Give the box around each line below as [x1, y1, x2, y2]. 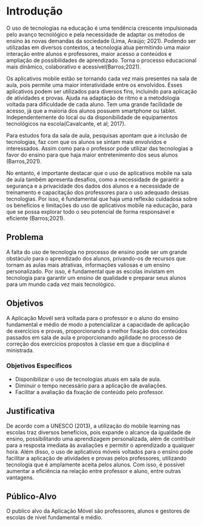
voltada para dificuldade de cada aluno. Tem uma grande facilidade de [6, 100, 183, 108]
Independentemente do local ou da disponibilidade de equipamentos [6, 114, 178, 121]
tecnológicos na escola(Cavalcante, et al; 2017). [6, 120, 126, 127]
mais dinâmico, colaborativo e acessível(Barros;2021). [6, 63, 141, 70]
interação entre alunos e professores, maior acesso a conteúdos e [6, 50, 172, 57]
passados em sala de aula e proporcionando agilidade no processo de [6, 333, 182, 341]
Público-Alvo [6, 491, 57, 502]
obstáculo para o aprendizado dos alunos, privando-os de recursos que [6, 254, 186, 262]
